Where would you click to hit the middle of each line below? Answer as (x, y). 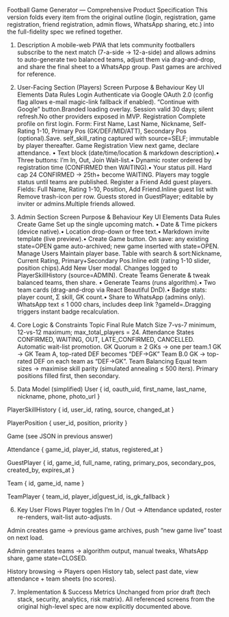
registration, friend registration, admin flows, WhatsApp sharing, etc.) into (111, 24)
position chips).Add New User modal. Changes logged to (97, 268)
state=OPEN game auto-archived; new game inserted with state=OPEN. (118, 246)
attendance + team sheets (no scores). (62, 579)
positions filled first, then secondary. (68, 376)
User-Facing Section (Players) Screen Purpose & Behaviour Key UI (110, 87)
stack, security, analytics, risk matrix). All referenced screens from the (116, 599)
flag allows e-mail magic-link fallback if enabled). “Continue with (108, 102)
